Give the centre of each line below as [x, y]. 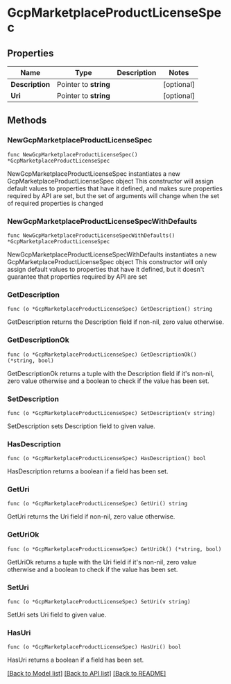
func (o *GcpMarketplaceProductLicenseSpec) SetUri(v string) [99, 602]
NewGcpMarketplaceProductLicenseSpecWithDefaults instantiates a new [112, 254]
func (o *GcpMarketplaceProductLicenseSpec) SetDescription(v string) [111, 413]
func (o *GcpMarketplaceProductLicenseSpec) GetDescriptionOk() [102, 355]
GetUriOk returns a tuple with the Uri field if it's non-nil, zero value [102, 562]
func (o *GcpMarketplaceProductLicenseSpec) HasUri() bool [94, 647]
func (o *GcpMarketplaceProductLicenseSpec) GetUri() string [97, 504]
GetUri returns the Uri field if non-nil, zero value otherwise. [91, 516]
